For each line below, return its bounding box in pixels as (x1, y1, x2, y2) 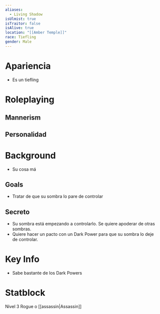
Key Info (5, 254, 40, 265)
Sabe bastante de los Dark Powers (12, 270, 82, 276)
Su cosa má (12, 166, 36, 172)
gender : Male (5, 39, 32, 44)
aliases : (5, 7, 23, 12)
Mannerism (5, 114, 41, 122)
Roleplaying (5, 94, 55, 105)
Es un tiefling (12, 77, 39, 83)
